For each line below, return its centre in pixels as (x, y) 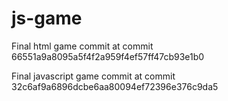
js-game (47, 18)
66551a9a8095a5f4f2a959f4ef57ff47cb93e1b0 (108, 56)
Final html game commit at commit (82, 46)
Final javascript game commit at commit (93, 76)
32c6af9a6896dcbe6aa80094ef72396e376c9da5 (115, 86)
